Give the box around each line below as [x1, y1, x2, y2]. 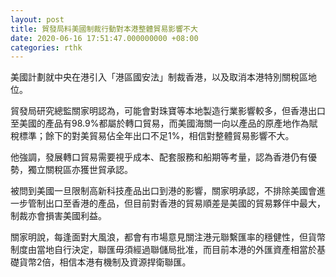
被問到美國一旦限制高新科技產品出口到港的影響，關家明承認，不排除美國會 [10, 185, 317, 197]
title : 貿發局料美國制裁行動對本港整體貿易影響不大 [10, 24, 198, 34]
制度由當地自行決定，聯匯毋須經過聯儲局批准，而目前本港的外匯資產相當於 [10, 244, 317, 256]
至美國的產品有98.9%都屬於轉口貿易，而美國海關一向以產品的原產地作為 [10, 117, 310, 130]
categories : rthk [10, 42, 83, 53]
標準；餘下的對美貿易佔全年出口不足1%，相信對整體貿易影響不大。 [18, 130, 295, 142]
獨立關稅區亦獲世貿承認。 [27, 164, 133, 176]
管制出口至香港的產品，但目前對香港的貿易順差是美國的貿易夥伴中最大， [27, 197, 326, 210]
